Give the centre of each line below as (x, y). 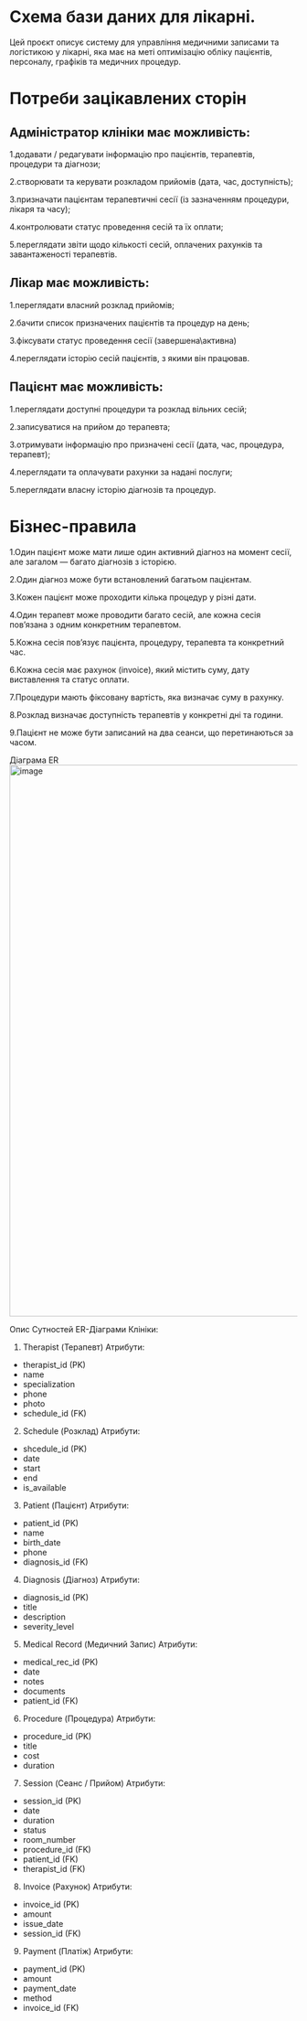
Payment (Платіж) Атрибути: (78, 1951)
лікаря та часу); (40, 209)
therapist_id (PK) (54, 1364)
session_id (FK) (52, 1933)
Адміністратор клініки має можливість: (130, 132)
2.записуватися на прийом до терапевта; (90, 426)
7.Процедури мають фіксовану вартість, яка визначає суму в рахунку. (147, 697)
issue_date (43, 1923)
